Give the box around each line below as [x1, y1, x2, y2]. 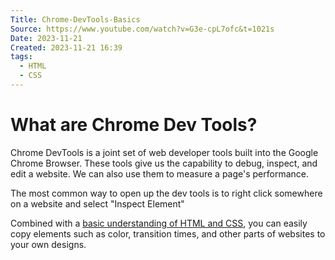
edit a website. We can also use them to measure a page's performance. [10, 167, 309, 180]
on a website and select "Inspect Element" [10, 197, 185, 210]
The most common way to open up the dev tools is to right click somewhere [10, 187, 323, 199]
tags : [10, 52, 33, 62]
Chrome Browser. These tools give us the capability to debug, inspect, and [10, 157, 318, 169]
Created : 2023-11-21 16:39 [10, 42, 123, 53]
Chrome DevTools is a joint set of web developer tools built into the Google [10, 146, 319, 158]
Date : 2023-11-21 [10, 33, 83, 43]
